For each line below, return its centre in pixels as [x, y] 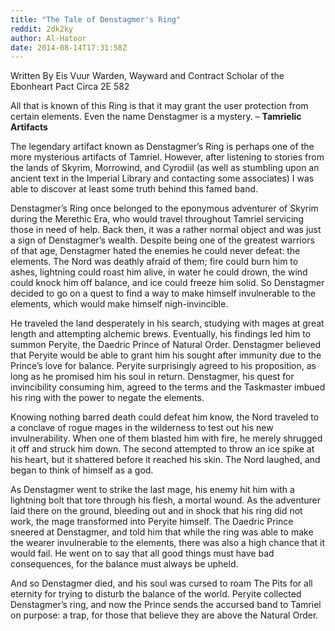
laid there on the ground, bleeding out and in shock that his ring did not [156, 511]
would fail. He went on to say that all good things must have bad [142, 553]
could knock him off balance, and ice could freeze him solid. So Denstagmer [167, 283]
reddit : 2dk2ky [42, 29]
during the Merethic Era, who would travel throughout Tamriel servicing [157, 219]
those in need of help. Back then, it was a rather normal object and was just [166, 230]
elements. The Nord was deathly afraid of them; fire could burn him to [154, 262]
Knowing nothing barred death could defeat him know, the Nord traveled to [165, 417]
